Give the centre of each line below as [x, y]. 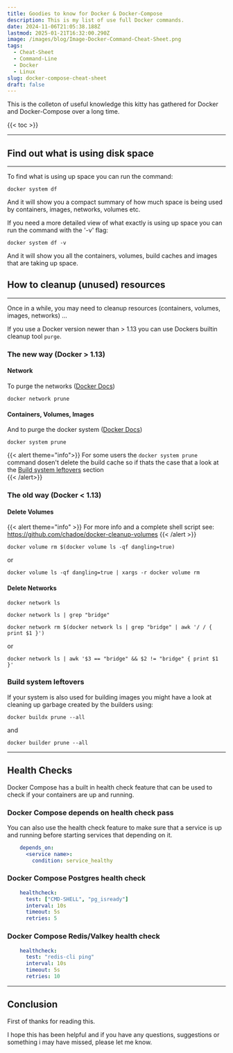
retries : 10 [43, 977]
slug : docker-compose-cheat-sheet [57, 78]
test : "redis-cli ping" [60, 957]
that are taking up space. [43, 263]
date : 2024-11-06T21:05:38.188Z [54, 26]
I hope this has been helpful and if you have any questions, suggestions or [113, 1034]
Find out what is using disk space [81, 153]
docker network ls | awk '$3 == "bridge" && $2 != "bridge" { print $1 [113, 659]
